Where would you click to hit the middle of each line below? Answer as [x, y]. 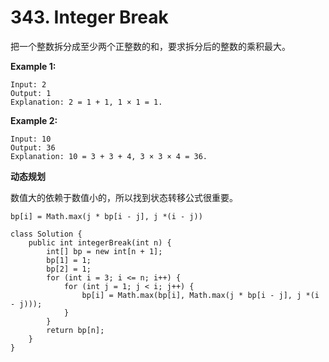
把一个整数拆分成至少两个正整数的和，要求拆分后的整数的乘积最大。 [150, 46]
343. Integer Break [89, 17]
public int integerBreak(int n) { [100, 242]
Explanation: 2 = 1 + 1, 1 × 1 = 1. [86, 102]
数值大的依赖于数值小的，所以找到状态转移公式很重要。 [124, 197]
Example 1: [33, 66]
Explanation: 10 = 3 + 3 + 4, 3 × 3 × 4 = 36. [109, 156]
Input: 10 [31, 139]
